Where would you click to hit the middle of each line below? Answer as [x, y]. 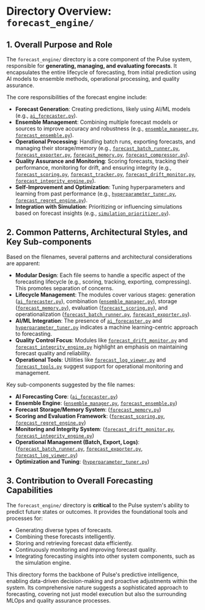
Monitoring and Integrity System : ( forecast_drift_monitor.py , [95, 429]
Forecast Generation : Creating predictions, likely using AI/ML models [103, 109]
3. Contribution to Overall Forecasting [80, 481]
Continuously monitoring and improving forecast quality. [86, 549]
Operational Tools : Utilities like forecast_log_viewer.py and [91, 360]
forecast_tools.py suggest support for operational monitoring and [99, 366]
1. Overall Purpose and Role [59, 44]
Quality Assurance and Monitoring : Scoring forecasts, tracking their [102, 161]
